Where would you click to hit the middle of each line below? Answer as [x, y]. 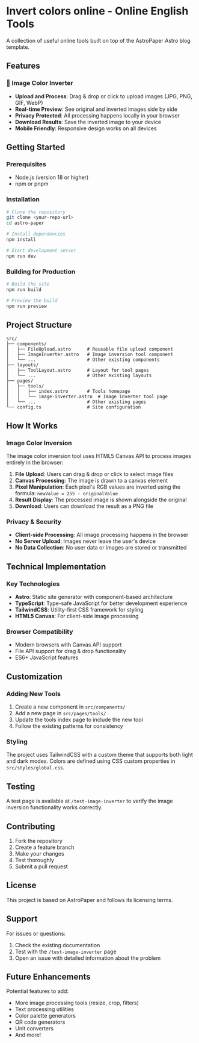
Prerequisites [26, 164]
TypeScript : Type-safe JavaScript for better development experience [101, 603]
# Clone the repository [36, 212]
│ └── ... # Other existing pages [76, 402]
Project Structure [39, 324]
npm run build [24, 290]
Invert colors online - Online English [97, 11]
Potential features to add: [38, 991]
